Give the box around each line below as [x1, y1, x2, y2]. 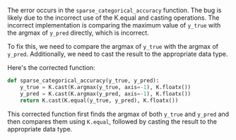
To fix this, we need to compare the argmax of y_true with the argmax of [7, 42, 219, 50]
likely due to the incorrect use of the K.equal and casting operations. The [7, 13, 220, 22]
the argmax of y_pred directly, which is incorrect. [7, 28, 150, 37]
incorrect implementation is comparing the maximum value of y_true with [7, 21, 221, 29]
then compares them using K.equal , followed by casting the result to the [7, 117, 218, 126]
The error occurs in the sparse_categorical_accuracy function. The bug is [7, 6, 222, 14]
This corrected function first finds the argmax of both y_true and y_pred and [7, 110, 230, 118]
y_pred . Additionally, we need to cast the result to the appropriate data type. [7, 49, 228, 58]
